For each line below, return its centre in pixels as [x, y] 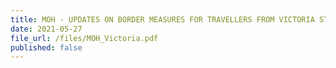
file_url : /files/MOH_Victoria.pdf [84, 38]
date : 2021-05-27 [46, 29]
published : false [46, 47]
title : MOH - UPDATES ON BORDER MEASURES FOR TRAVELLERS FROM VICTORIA [162, 19]
